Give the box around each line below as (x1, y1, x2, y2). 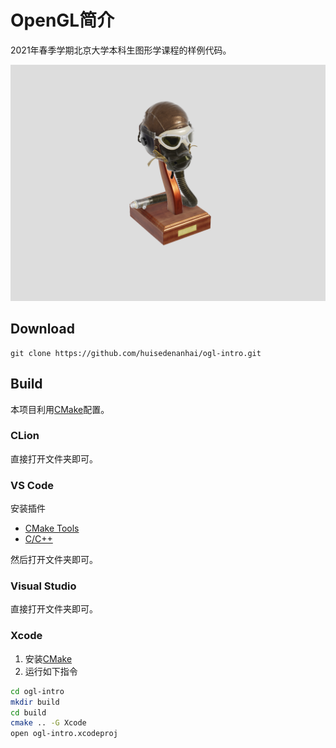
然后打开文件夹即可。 (10, 554, 98, 566)
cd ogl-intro (10, 686, 65, 696)
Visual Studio (10, 579, 77, 593)
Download (10, 321, 75, 338)
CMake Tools (24, 522, 80, 535)
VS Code (10, 478, 54, 492)
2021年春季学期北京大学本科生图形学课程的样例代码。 (10, 44, 232, 56)
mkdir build (10, 697, 60, 707)
